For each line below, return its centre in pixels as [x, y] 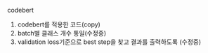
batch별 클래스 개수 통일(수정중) [62, 33]
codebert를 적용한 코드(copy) [59, 24]
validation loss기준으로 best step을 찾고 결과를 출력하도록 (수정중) [109, 42]
